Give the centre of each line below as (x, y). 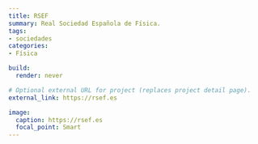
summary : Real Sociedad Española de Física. (85, 23)
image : (19, 112)
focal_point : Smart (49, 127)
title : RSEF (28, 16)
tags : (17, 31)
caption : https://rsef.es (59, 120)
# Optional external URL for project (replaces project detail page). (130, 90)
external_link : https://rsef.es (63, 98)
